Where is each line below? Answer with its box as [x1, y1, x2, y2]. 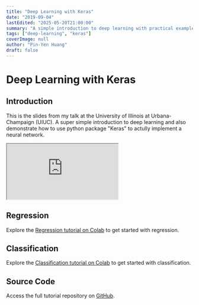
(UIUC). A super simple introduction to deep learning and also [35, 118, 187, 125]
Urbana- [150, 112, 172, 119]
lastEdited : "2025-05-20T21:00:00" [6, 20, 94, 26]
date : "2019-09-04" [6, 14, 54, 20]
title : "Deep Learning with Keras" [6, 8, 94, 15]
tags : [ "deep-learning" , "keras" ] [6, 31, 92, 37]
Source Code [6, 277, 55, 287]
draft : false [6, 47, 38, 53]
